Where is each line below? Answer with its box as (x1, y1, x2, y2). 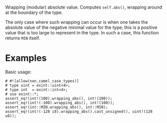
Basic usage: (5, 69, 32, 75)
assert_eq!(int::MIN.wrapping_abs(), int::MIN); (5, 105, 108, 110)
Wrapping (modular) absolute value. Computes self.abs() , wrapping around (5, 4, 163, 10)
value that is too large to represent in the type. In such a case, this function (5, 30, 159, 35)
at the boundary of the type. (5, 9, 63, 15)
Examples (5, 52, 47, 64)
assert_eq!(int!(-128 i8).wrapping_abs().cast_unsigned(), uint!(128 (5, 109, 153, 114)
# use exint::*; (5, 92, 39, 97)
